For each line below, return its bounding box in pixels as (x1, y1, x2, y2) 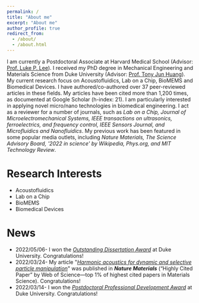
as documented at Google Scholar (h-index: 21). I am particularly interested (7, 95, 191, 103)
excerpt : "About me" (7, 20, 58, 25)
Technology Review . (7, 146, 56, 153)
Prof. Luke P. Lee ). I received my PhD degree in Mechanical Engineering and (7, 64, 194, 71)
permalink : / (7, 8, 39, 15)
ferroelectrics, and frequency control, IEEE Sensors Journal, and (7, 121, 165, 128)
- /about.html (12, 42, 47, 48)
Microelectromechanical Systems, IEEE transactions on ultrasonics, (7, 114, 173, 122)
